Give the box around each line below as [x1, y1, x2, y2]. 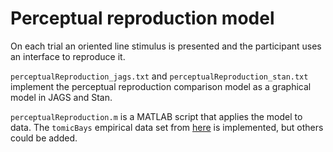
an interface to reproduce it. [10, 50, 126, 62]
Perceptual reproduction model [10, 7, 275, 30]
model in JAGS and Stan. [10, 91, 113, 103]
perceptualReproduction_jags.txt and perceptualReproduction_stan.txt [10, 70, 309, 82]
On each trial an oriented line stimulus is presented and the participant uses [10, 40, 322, 52]
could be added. [10, 132, 78, 144]
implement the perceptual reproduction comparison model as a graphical [10, 80, 312, 92]
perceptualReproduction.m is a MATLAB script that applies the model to [10, 110, 303, 122]
